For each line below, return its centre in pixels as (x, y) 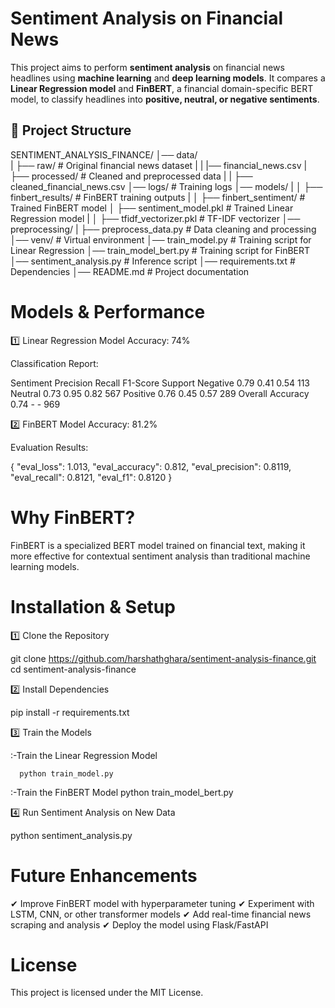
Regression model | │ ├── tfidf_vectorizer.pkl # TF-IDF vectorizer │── (155, 218)
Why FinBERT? (73, 517)
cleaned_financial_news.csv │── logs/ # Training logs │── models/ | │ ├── (166, 186)
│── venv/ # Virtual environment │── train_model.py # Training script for (161, 239)
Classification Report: (54, 363)
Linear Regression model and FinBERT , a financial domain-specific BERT (162, 88)
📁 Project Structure (71, 130)
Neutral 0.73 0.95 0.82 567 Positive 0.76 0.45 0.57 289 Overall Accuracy (160, 393)
